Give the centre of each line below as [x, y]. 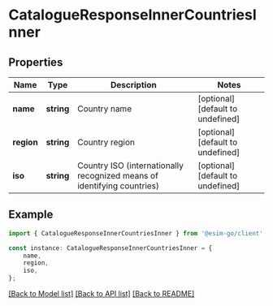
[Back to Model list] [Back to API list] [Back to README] [102, 294]
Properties [36, 62]
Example [31, 215]
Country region [106, 142]
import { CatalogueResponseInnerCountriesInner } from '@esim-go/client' [136, 233]
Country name [104, 109]
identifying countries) [118, 186]
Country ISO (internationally [130, 166]
